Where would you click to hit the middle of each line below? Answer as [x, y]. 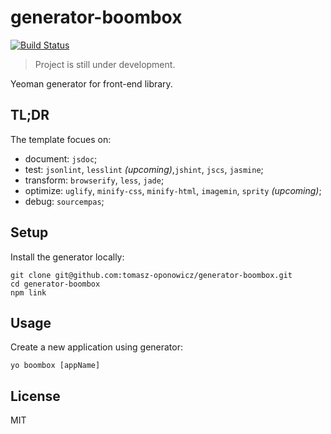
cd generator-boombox [55, 284]
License [35, 396]
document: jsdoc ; [61, 158]
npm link [28, 292]
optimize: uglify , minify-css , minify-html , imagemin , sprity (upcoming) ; [173, 190]
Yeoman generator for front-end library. [91, 83]
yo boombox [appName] [55, 366]
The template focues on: [61, 139]
